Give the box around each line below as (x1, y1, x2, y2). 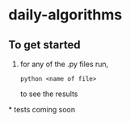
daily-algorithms (8, 6, 123, 24)
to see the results (19, 89, 78, 99)
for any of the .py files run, (19, 59, 109, 69)
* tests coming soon (8, 105, 76, 114)
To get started (8, 38, 81, 52)
